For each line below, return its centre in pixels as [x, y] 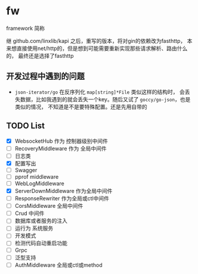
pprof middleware [37, 176]
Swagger [26, 170]
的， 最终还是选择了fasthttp [40, 55]
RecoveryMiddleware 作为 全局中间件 [61, 148]
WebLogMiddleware [39, 183]
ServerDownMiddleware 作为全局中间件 [64, 191]
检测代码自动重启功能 [41, 243]
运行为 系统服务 [34, 228]
